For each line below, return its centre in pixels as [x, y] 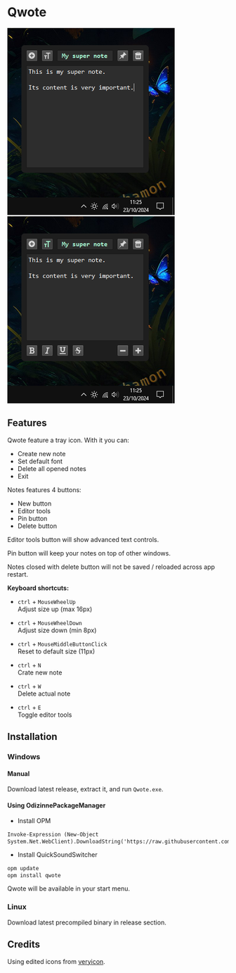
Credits [24, 944]
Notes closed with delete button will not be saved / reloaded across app [111, 567]
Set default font [40, 461]
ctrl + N [29, 665]
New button [34, 503]
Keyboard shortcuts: [38, 588]
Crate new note [40, 672]
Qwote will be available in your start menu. [69, 889]
